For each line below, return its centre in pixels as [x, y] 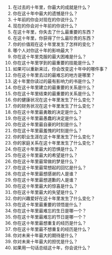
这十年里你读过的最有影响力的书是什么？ [54, 81]
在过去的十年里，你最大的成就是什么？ [52, 7]
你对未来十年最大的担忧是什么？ [45, 241]
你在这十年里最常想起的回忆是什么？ [50, 167]
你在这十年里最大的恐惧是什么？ [45, 149]
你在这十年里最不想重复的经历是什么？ [52, 229]
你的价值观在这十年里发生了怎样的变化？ [54, 44]
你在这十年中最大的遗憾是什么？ [45, 13]
